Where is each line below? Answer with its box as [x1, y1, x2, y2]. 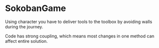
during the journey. [5, 24, 43, 29]
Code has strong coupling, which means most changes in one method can [5, 33, 155, 39]
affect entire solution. [5, 38, 48, 44]
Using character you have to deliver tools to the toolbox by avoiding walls [5, 19, 153, 24]
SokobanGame [5, 3, 66, 14]
